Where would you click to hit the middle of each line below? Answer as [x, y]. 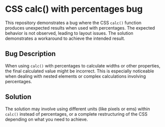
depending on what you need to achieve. [47, 119]
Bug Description [30, 54]
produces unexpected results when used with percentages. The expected [80, 28]
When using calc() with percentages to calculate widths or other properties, [83, 65]
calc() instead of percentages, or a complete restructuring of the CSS [76, 114]
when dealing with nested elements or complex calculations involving [76, 76]
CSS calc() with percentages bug [74, 9]
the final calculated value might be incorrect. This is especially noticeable [80, 71]
